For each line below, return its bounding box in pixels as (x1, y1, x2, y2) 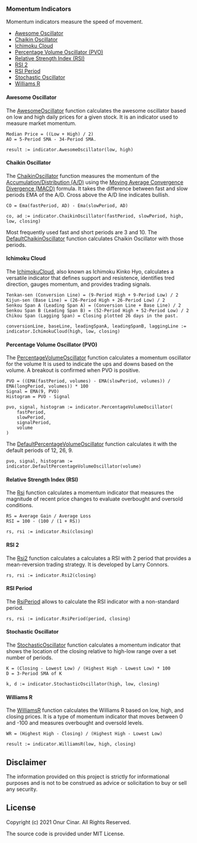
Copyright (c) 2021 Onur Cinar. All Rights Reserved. (6, 818, 131, 826)
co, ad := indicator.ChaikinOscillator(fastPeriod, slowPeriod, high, (6, 213, 184, 219)
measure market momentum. (6, 119, 77, 126)
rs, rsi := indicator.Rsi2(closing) (6, 572, 96, 578)
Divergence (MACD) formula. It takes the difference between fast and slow (6, 184, 188, 192)
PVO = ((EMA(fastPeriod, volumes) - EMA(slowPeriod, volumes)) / (6, 378, 170, 384)
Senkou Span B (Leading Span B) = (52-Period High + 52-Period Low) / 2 (6, 307, 189, 313)
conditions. (6, 502, 34, 509)
